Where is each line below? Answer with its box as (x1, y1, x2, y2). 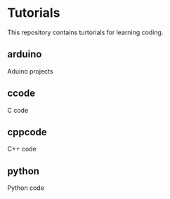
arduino (7, 48, 42, 60)
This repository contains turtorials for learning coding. (7, 28, 164, 36)
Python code (7, 184, 44, 192)
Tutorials (7, 5, 60, 21)
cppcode (7, 126, 47, 138)
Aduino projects (7, 67, 53, 75)
